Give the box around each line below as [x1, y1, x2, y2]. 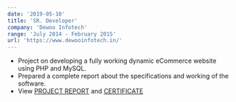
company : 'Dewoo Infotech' [7, 24, 88, 31]
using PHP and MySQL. [17, 64, 87, 73]
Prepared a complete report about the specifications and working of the [17, 72, 230, 81]
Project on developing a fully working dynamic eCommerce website [17, 56, 217, 65]
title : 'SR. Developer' [7, 17, 78, 24]
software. [17, 79, 46, 88]
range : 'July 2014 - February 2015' [7, 30, 116, 38]
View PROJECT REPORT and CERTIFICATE [17, 87, 144, 96]
